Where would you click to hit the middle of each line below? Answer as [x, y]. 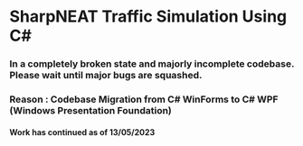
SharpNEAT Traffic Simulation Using [148, 17]
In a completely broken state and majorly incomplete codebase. [152, 64]
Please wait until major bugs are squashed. [106, 76]
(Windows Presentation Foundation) [90, 111]
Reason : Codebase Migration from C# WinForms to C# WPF [144, 99]
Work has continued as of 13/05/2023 [82, 132]
